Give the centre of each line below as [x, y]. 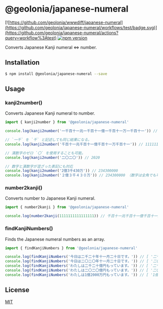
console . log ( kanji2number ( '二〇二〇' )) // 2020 [53, 157]
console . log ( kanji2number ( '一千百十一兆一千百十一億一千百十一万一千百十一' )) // [81, 131]
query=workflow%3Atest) [31, 38]
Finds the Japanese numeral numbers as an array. [55, 239]
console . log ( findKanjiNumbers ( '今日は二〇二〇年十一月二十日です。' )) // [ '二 [81, 261]
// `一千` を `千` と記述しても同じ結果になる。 [48, 140]
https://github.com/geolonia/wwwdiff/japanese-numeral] [66, 22]
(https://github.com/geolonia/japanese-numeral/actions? [62, 33]
